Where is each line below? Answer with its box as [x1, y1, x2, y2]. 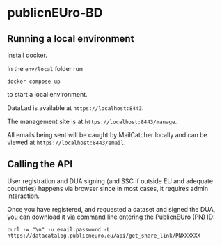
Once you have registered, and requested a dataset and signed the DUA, [7, 205, 216, 213]
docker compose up [7, 78, 61, 85]
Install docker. [7, 51, 47, 59]
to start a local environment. [7, 91, 88, 98]
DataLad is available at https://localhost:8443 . [7, 104, 144, 112]
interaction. [7, 192, 40, 200]
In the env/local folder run [7, 65, 84, 72]
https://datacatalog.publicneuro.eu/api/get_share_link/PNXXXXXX [7, 232, 200, 239]
